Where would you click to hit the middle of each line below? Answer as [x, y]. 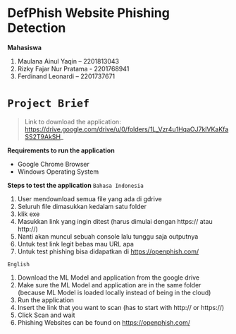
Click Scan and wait [46, 315]
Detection [37, 28]
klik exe [29, 214]
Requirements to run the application [61, 150]
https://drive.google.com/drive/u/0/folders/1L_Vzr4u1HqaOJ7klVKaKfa [126, 129]
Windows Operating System [58, 172]
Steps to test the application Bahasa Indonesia [76, 185]
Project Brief [49, 103]
